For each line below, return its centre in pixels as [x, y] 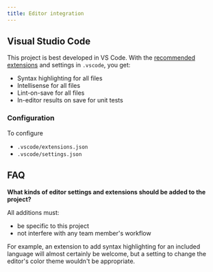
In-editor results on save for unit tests [70, 100]
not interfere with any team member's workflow [84, 233]
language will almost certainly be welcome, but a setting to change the [107, 253]
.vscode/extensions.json [52, 147]
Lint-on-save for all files [51, 93]
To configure [25, 133]
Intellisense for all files [49, 86]
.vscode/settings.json [49, 154]
